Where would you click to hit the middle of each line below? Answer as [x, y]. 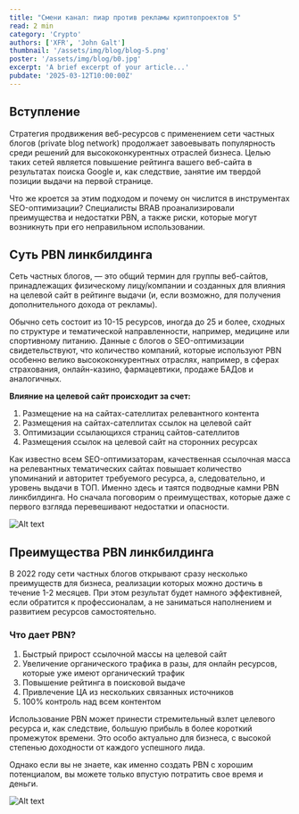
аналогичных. [36, 379]
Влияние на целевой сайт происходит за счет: [100, 396]
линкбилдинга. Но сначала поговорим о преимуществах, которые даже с [150, 498]
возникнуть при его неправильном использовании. [107, 227]
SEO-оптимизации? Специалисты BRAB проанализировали [122, 207]
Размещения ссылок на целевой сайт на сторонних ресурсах [140, 442]
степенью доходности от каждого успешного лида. [107, 748]
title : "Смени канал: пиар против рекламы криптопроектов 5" [125, 17]
